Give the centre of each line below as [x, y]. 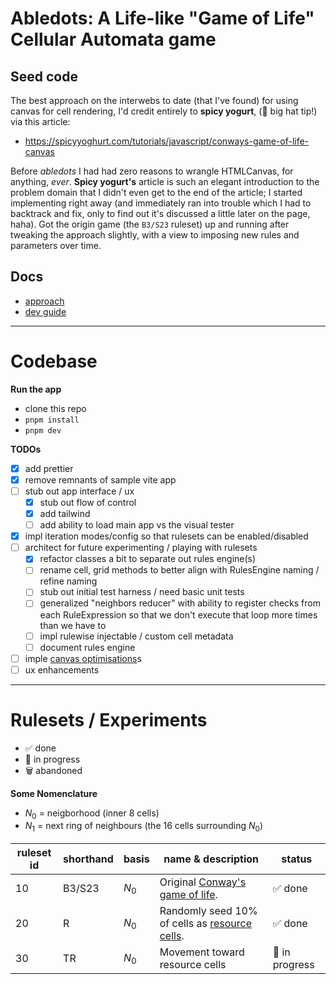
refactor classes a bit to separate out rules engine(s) [148, 559]
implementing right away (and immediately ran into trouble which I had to [161, 203]
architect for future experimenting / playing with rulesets [141, 548]
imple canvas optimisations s [83, 658]
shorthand [88, 859]
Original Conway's [203, 882]
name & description [211, 859]
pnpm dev [43, 430]
